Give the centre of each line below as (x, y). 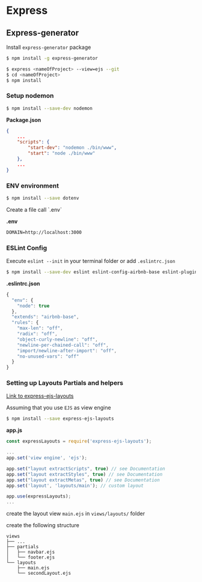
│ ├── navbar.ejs (31, 552)
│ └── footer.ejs (31, 558)
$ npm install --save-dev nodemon (50, 108)
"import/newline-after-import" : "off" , (67, 350)
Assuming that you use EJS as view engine (59, 408)
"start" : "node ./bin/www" (62, 153)
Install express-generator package (49, 47)
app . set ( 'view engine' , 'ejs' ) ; (47, 458)
